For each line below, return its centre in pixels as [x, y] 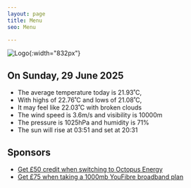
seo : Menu [22, 27]
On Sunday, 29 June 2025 [66, 75]
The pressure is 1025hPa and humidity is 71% [83, 123]
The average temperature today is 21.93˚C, [80, 93]
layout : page [26, 14]
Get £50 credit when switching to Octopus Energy [90, 169]
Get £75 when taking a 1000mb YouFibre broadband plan [100, 177]
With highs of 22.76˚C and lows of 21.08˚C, [80, 100]
